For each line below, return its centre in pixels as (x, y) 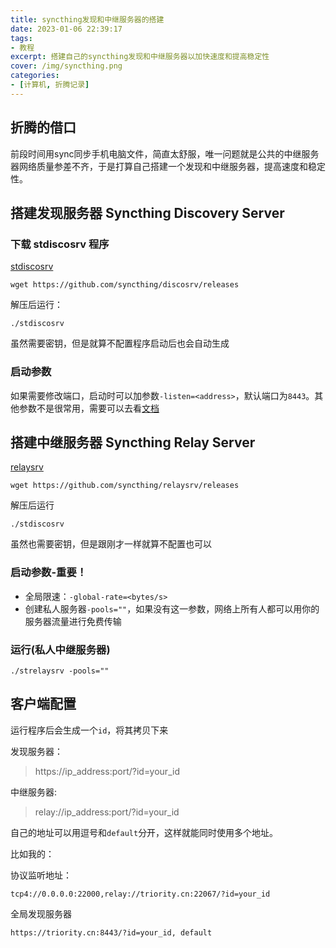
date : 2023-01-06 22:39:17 (66, 29)
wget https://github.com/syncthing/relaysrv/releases (125, 486)
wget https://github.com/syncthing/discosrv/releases (125, 285)
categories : (35, 76)
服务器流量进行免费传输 (73, 621)
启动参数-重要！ (49, 573)
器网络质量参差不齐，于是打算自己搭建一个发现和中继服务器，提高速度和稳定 (168, 166)
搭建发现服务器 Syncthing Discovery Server (147, 212)
